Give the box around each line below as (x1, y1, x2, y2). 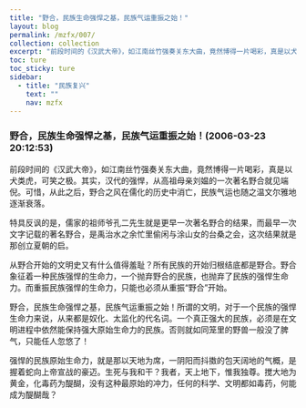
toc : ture (9, 56, 47, 65)
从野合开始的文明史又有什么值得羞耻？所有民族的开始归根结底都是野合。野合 (9, 259, 297, 270)
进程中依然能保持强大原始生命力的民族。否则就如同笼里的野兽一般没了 (16, 324, 280, 335)
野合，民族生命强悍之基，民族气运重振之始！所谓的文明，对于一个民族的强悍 (9, 301, 297, 312)
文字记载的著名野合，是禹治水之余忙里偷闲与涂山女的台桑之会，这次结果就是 (9, 229, 297, 240)
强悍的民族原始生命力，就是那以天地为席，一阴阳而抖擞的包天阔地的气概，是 (9, 354, 297, 365)
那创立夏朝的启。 (9, 240, 74, 250)
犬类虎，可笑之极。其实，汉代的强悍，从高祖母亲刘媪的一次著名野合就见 (9, 175, 280, 186)
